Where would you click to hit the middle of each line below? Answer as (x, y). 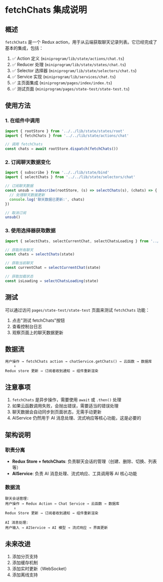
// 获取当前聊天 (19, 263)
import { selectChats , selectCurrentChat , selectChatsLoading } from (77, 241)
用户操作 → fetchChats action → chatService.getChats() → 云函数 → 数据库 (79, 362)
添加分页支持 (25, 557)
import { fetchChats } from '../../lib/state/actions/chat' (67, 136)
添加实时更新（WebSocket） (41, 569)
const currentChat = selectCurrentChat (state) (53, 268)
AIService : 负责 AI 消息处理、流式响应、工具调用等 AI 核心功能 (74, 473)
